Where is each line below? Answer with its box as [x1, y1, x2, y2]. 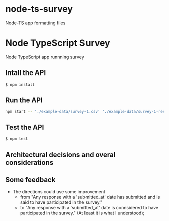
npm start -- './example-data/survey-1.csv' [5, 109, 100, 114]
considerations [5, 158, 54, 167]
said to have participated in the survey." [20, 199, 103, 205]
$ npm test [5, 136, 28, 141]
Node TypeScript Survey [5, 37, 110, 49]
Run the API [5, 96, 43, 104]
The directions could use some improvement [12, 189, 106, 195]
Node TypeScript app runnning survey [5, 54, 84, 60]
